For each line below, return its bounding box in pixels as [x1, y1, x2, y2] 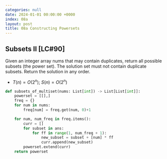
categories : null [5, 7, 42, 13]
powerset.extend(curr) [23, 144, 71, 149]
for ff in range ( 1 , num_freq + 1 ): [32, 130, 107, 135]
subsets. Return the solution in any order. [5, 68, 91, 74]
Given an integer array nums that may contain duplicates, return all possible [5, 58, 162, 64]
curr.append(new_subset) [41, 140, 94, 145]
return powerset [14, 149, 49, 154]
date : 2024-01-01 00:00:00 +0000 [5, 12, 75, 17]
